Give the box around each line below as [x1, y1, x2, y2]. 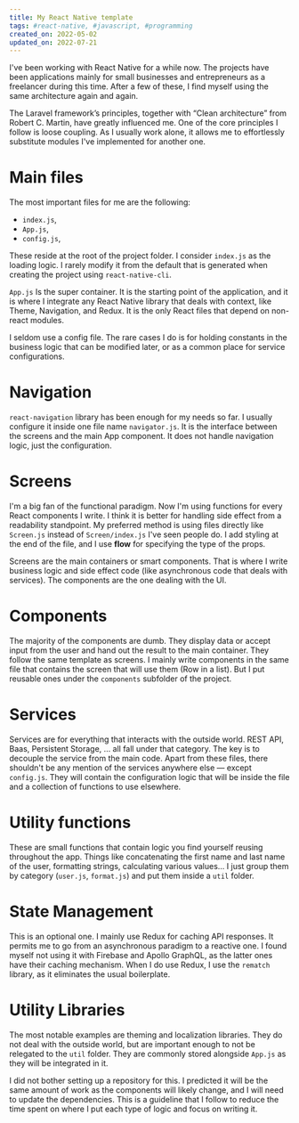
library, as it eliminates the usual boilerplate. [9, 968, 171, 980]
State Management [9, 901, 154, 922]
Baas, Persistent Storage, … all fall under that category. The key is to [9, 743, 260, 753]
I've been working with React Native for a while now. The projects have [9, 62, 270, 73]
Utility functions [9, 812, 132, 833]
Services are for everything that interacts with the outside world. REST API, [9, 734, 285, 745]
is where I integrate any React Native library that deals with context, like [9, 296, 272, 307]
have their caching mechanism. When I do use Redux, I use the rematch [9, 959, 271, 970]
